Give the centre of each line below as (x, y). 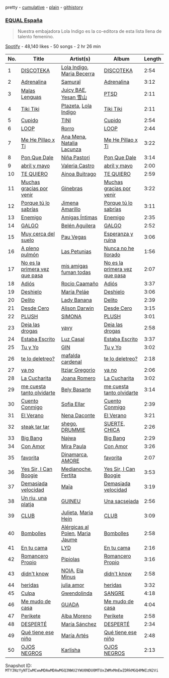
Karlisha (71, 650)
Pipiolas (70, 559)
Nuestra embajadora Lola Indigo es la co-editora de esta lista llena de (90, 31)
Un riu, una (34, 498)
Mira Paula (74, 446)
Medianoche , (76, 469)
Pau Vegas (74, 237)
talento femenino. (36, 37)
